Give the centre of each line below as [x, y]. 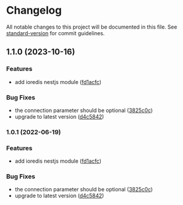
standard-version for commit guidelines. [55, 33]
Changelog [34, 10]
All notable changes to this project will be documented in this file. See [92, 27]
